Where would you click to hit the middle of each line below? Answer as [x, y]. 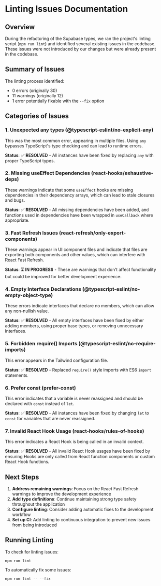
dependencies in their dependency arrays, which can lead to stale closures [80, 195]
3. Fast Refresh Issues [31, 233]
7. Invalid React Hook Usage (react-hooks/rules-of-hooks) [74, 431]
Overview [20, 27]
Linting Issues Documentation [66, 9]
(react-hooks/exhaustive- [122, 173]
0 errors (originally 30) [34, 90]
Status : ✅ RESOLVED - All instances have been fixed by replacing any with [79, 155]
